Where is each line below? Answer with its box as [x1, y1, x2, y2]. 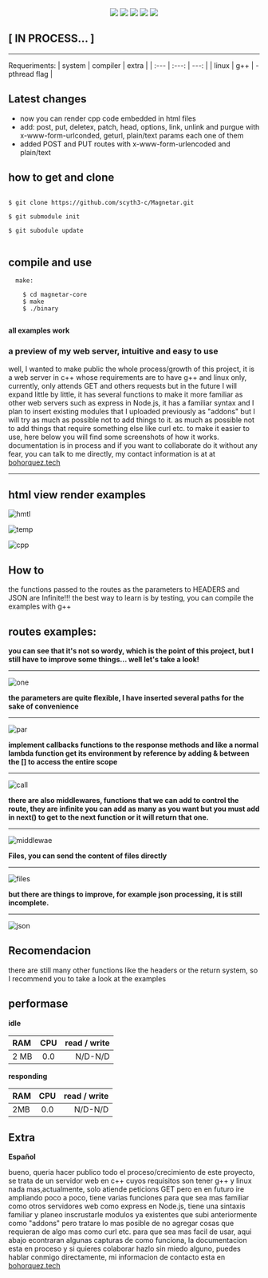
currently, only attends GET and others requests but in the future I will [8, 381, 238, 390]
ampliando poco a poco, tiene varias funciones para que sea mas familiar [8, 1193, 250, 1203]
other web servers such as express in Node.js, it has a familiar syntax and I [8, 397, 254, 407]
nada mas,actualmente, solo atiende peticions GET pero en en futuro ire [8, 1184, 245, 1194]
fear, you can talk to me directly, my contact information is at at [8, 449, 215, 458]
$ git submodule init [8, 213, 81, 221]
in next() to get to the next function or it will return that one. [8, 812, 209, 822]
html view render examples [8, 488, 146, 501]
